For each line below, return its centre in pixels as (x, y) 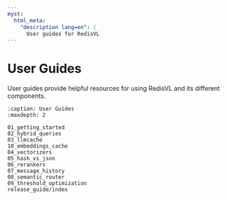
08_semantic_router (36, 177)
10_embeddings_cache (38, 146)
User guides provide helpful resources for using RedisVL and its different (113, 89)
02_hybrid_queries (34, 134)
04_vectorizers (30, 152)
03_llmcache (25, 140)
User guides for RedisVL (63, 34)
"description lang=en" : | (59, 27)
